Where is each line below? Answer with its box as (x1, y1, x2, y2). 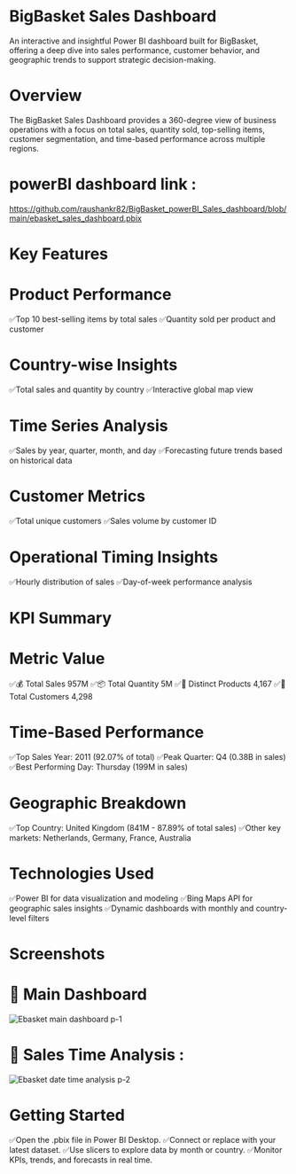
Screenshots (9, 943, 105, 964)
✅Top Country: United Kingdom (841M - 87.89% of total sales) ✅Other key (9, 822, 282, 833)
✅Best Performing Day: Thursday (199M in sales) (9, 761, 189, 772)
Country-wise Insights (9, 355, 178, 375)
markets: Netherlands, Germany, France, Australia (9, 832, 192, 843)
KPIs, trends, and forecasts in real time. (9, 1154, 153, 1165)
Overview (9, 86, 82, 106)
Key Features (9, 244, 109, 263)
